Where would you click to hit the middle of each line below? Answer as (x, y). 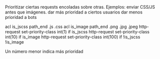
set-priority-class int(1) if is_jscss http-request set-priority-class (86, 32)
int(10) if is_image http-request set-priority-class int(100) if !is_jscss (73, 37)
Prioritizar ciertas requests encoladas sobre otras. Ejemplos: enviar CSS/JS (80, 7)
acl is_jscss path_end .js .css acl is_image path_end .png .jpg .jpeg (72, 27)
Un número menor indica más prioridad (44, 51)
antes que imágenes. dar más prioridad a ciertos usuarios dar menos (74, 12)
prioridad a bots (21, 17)
